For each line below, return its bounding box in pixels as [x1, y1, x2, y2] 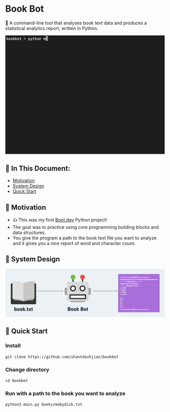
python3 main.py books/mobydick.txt [5, 402, 82, 407]
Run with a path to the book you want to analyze [5, 390, 125, 397]
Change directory [5, 366, 50, 373]
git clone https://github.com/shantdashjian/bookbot [5, 354, 119, 359]
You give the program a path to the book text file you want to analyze [12, 235, 157, 241]
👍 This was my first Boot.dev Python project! [12, 217, 107, 223]
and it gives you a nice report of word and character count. [12, 241, 136, 247]
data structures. [12, 229, 46, 236]
